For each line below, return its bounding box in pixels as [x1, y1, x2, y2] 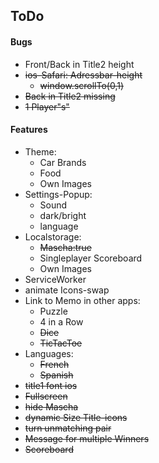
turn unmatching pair [24, 422, 112, 434]
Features [10, 124, 48, 136]
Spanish [39, 369, 74, 381]
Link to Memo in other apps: [24, 294, 141, 306]
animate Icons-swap [24, 284, 110, 296]
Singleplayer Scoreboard [39, 252, 143, 264]
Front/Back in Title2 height [24, 58, 135, 70]
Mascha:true [39, 241, 92, 253]
